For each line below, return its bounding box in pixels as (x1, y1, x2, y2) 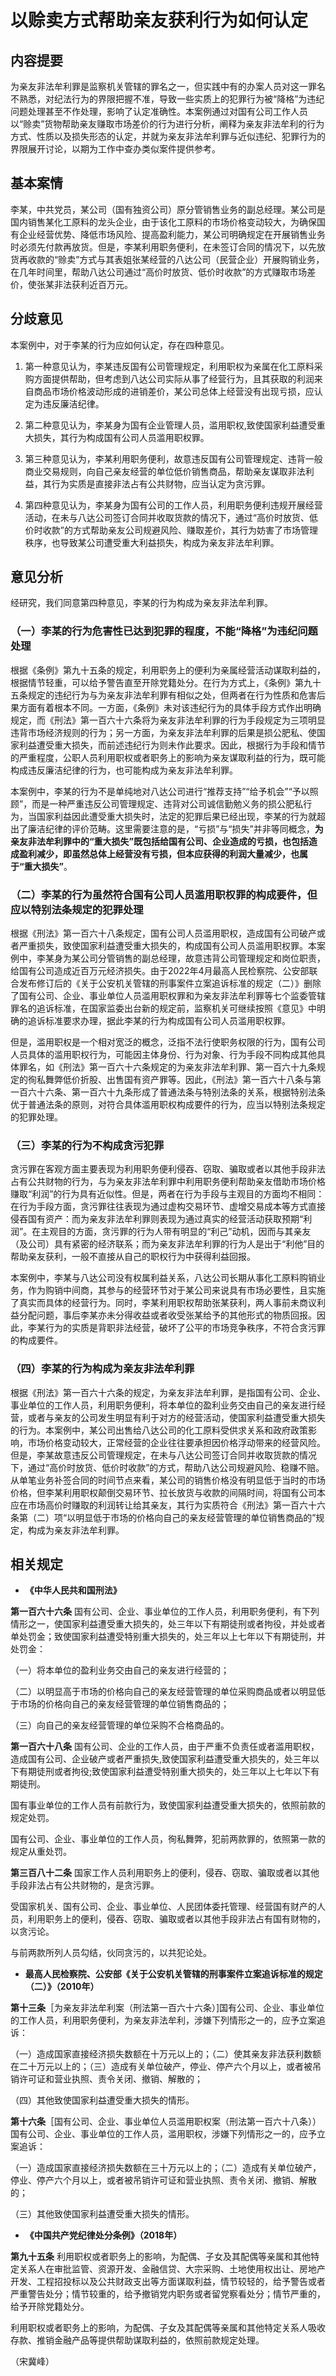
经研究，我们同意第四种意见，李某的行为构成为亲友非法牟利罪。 (10, 597, 273, 609)
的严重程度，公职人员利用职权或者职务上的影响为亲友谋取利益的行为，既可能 (10, 751, 326, 763)
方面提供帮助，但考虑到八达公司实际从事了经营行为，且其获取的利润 (33, 372, 315, 385)
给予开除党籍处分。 (10, 2301, 90, 2313)
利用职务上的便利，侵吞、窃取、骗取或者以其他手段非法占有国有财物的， (27, 1913, 326, 1925)
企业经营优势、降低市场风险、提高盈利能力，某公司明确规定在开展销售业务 (18, 228, 326, 240)
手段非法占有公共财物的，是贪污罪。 (10, 1879, 160, 1891)
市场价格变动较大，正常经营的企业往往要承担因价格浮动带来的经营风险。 (27, 1436, 326, 1448)
